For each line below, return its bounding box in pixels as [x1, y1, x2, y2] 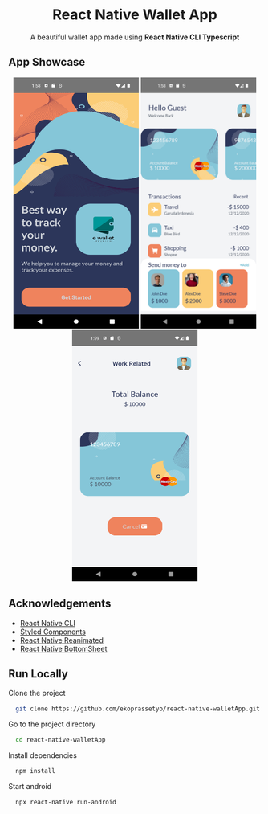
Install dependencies [8, 751, 78, 760]
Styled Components [19, 627, 87, 636]
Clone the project [8, 689, 66, 698]
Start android [8, 782, 52, 791]
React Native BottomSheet [19, 644, 108, 653]
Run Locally [8, 667, 68, 681]
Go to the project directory [8, 719, 96, 729]
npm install [15, 767, 56, 775]
